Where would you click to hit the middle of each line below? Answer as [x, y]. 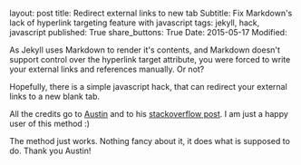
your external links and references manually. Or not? [107, 69]
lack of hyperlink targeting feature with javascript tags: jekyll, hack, [135, 23]
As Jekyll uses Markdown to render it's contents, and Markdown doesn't [145, 50]
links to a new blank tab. [55, 96]
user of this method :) [50, 123]
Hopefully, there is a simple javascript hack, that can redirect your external [148, 87]
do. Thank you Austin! [50, 150]
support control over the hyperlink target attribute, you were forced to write [150, 59]
